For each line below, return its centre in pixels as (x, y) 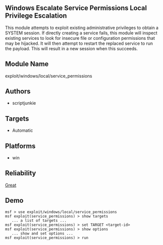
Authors (18, 91)
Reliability (21, 173)
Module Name (27, 64)
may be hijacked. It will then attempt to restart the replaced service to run (79, 43)
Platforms (20, 146)
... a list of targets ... (39, 220)
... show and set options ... (42, 233)
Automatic (23, 130)
